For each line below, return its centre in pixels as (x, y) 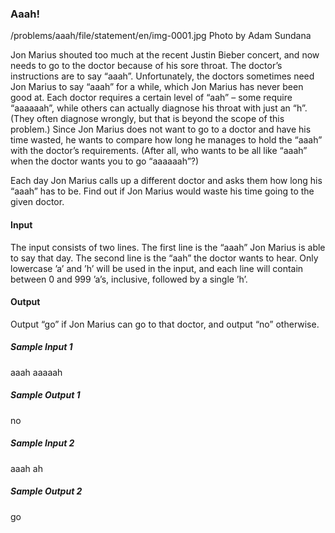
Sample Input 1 (41, 347)
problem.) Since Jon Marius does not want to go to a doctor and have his (161, 129)
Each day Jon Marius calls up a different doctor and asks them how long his (166, 181)
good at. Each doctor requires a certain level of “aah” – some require (151, 98)
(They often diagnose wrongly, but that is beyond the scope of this (147, 119)
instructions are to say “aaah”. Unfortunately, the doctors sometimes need (162, 76)
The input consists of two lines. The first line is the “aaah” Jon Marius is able (168, 247)
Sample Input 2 (42, 443)
